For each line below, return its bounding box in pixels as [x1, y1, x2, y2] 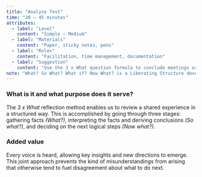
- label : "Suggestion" [11, 59, 69, 65]
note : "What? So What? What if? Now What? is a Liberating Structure [6, 70, 185, 76]
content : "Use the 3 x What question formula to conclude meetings [17, 64, 189, 71]
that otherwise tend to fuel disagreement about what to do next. [6, 164, 164, 171]
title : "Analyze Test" [6, 8, 63, 15]
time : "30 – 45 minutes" [6, 14, 69, 20]
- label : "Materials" [11, 37, 66, 43]
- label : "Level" [11, 25, 55, 32]
